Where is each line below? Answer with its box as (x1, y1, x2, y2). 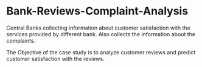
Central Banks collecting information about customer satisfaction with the (6, 24, 190, 31)
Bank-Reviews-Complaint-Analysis (6, 4, 189, 18)
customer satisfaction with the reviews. (6, 55, 105, 62)
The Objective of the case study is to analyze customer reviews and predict (6, 48, 196, 56)
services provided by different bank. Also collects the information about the (6, 30, 196, 37)
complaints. (6, 37, 36, 44)
